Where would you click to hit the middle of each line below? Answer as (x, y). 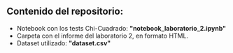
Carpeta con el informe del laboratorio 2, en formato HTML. (103, 36)
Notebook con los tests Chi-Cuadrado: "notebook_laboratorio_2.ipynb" (121, 28)
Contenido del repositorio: (65, 12)
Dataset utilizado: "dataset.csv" (64, 43)
